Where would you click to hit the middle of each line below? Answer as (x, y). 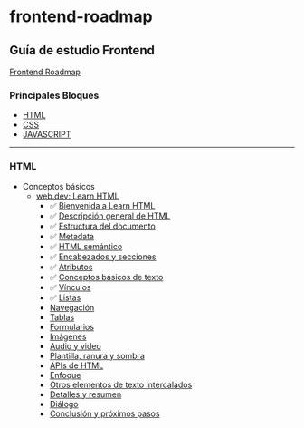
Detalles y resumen (85, 394)
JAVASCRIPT (47, 134)
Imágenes (68, 336)
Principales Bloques (54, 95)
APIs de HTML (76, 365)
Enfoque (65, 374)
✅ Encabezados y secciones (103, 257)
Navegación (72, 307)
